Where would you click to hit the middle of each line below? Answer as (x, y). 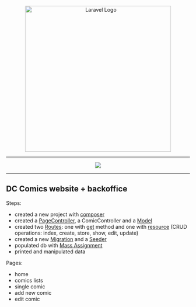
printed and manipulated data (50, 252)
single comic (30, 287)
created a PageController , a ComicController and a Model (83, 220)
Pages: (14, 263)
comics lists (29, 280)
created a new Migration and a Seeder (60, 239)
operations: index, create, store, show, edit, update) (76, 233)
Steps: (14, 203)
